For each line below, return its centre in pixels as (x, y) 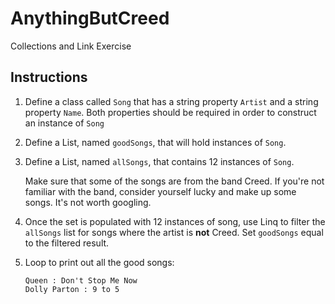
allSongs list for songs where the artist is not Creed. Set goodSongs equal (174, 232)
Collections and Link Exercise (71, 46)
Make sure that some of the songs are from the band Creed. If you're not (174, 181)
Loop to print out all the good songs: (99, 262)
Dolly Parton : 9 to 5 (72, 289)
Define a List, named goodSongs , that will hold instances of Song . (155, 142)
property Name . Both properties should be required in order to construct (170, 112)
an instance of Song (64, 123)
